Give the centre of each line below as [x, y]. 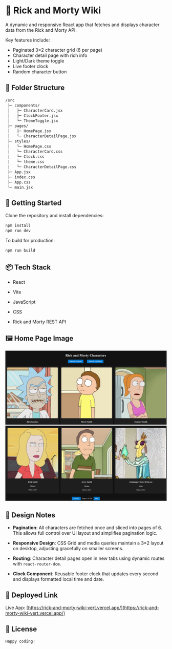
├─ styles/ [19, 141]
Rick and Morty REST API [39, 322]
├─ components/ [24, 105]
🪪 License [21, 629]
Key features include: [28, 40]
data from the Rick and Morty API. [41, 30]
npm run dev [18, 231]
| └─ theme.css [26, 162]
